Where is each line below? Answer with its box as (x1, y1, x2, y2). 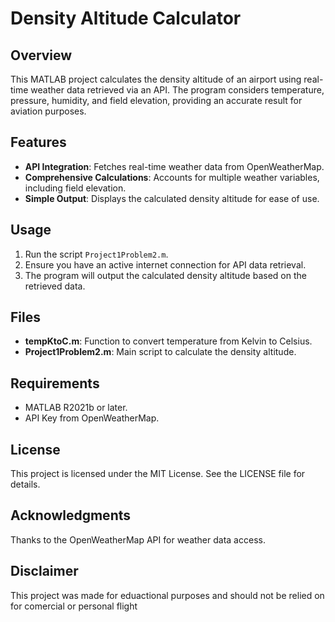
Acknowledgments (10, 507, 132, 524)
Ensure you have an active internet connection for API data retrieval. (24, 258, 307, 271)
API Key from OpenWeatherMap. (24, 412, 160, 424)
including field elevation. (24, 182, 127, 194)
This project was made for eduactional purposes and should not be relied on (10, 589, 325, 601)
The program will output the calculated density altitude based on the (24, 269, 307, 281)
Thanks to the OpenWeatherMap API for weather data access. (10, 533, 266, 546)
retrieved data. (24, 280, 86, 292)
